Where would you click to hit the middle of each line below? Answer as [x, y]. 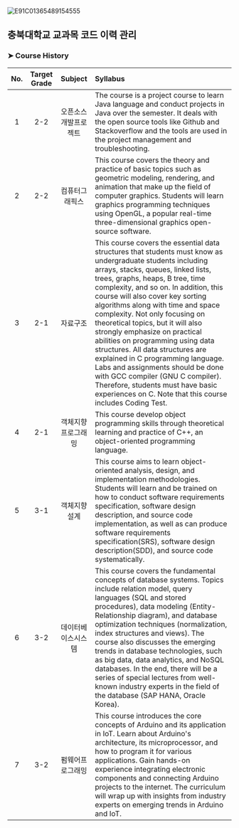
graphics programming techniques [153, 204]
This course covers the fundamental [155, 570]
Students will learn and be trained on [156, 488]
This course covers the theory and [152, 160]
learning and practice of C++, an [149, 432]
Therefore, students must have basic [156, 385]
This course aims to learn [137, 461]
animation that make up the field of [153, 186]
